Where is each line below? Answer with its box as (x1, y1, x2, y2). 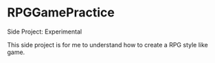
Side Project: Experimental (7, 27, 82, 36)
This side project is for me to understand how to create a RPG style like (7, 40, 208, 49)
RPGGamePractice (7, 5, 115, 21)
